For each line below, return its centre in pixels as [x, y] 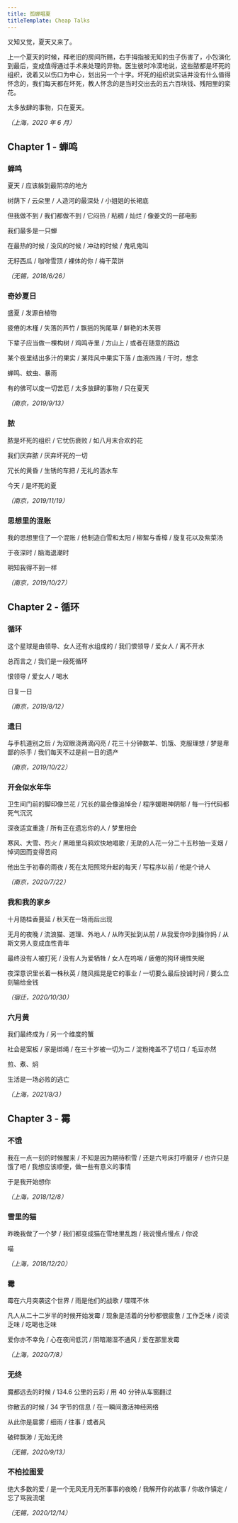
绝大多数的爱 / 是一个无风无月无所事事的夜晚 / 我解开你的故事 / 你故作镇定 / [117, 1489]
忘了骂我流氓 [26, 1497]
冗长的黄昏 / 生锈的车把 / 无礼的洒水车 [63, 470]
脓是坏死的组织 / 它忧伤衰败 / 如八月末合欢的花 [75, 440]
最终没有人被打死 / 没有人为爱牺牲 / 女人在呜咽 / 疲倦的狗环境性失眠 [106, 958]
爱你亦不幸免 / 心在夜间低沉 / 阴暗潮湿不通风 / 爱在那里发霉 [93, 1340]
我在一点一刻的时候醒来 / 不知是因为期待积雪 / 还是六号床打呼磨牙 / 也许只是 [118, 1158]
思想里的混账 [29, 521]
